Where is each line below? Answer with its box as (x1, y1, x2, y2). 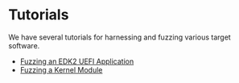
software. (8, 40, 40, 50)
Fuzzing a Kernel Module (19, 64, 103, 74)
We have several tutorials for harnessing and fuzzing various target (8, 32, 231, 42)
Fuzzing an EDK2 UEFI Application (19, 56, 134, 66)
